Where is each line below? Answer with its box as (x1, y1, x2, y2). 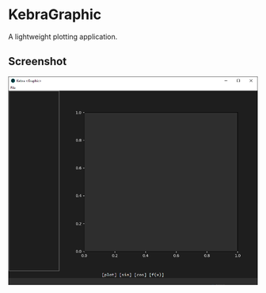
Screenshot (8, 55, 67, 68)
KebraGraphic (8, 6, 102, 24)
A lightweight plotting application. (8, 32, 118, 41)
